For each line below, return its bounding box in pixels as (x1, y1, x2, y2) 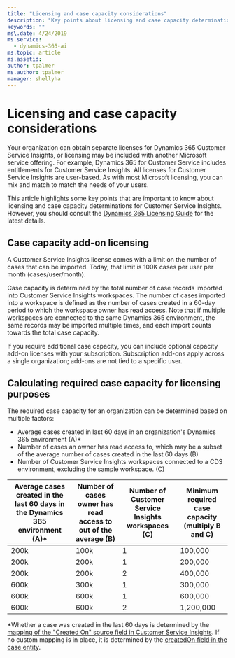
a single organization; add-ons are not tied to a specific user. (7, 357, 183, 365)
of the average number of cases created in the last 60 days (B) (17, 449, 199, 458)
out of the (78, 525, 113, 535)
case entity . (7, 643, 41, 651)
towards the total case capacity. (7, 328, 100, 337)
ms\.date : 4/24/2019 (7, 29, 68, 37)
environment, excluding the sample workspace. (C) (17, 465, 165, 473)
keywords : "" (7, 23, 45, 30)
